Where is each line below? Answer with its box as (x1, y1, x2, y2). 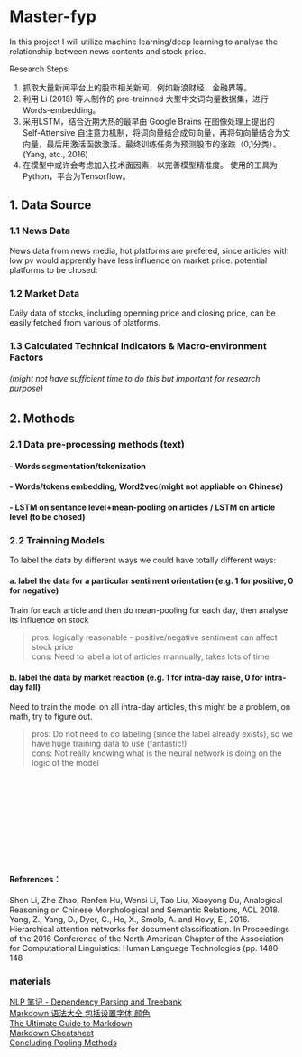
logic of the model (31, 758, 99, 769)
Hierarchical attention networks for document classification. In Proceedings (9, 923, 290, 934)
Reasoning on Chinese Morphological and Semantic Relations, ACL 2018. (9, 904, 280, 915)
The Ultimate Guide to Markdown (9, 1017, 133, 1028)
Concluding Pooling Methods (9, 1037, 117, 1048)
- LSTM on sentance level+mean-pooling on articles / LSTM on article (9, 502, 276, 513)
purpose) (9, 382, 43, 394)
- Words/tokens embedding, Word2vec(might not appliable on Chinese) (9, 481, 284, 492)
